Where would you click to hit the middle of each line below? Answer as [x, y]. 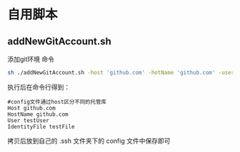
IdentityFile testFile [41, 126]
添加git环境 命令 [31, 59]
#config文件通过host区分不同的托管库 [57, 102]
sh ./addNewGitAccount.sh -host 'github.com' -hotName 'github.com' [111, 72]
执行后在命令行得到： [39, 87]
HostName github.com [38, 114]
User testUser [29, 120]
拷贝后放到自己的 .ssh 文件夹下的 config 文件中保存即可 [89, 141]
